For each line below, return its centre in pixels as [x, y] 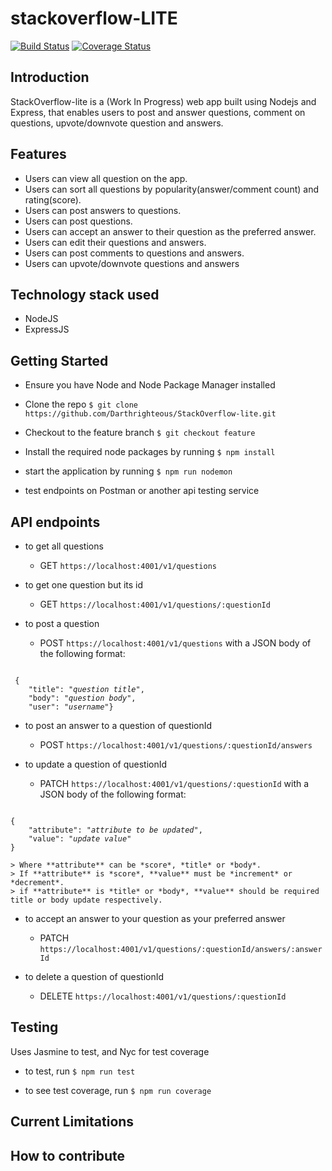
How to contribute [68, 1155]
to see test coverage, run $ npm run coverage [118, 1090]
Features [38, 154]
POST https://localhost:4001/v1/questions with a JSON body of [175, 643]
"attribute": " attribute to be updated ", [115, 830]
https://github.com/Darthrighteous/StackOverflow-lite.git [150, 414]
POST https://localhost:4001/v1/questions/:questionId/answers [176, 745]
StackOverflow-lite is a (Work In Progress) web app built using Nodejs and [163, 101]
